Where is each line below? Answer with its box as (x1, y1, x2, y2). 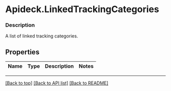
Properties (5, 48, 40, 56)
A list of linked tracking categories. (5, 33, 78, 39)
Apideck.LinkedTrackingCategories (5, 4, 159, 15)
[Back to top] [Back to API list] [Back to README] (5, 80, 108, 86)
